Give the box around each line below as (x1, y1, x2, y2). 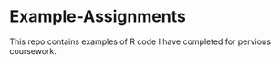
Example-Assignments (9, 6, 187, 27)
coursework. (9, 45, 57, 56)
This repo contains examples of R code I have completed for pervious (9, 36, 272, 47)
